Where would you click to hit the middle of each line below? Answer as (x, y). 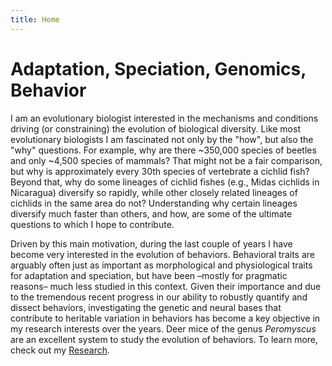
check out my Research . (60, 350)
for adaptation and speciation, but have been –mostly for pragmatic (149, 275)
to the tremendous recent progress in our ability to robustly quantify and (159, 297)
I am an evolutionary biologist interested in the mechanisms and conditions (164, 118)
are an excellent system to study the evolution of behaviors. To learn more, (164, 339)
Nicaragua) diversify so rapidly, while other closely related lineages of (154, 192)
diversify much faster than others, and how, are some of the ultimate (151, 213)
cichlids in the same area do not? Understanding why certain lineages (154, 203)
